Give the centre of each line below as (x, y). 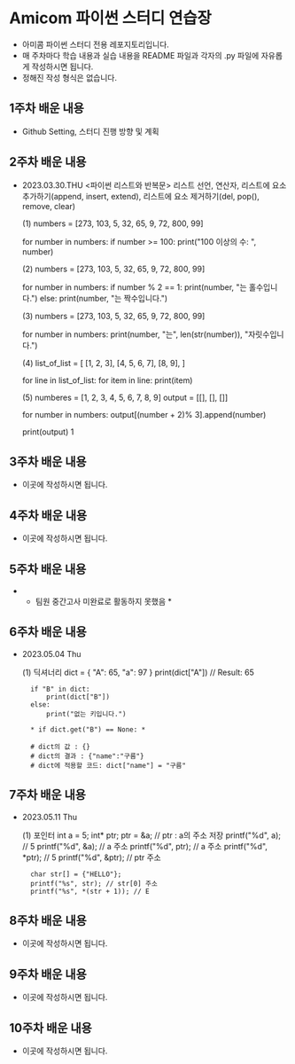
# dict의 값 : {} (60, 747)
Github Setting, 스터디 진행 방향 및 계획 (90, 131)
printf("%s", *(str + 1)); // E (90, 891)
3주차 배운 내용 (48, 462)
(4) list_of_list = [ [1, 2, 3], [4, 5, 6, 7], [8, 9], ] (104, 363)
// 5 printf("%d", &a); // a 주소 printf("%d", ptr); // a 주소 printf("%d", (145, 846)
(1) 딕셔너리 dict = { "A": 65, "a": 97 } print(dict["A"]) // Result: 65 (138, 672)
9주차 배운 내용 (48, 974)
